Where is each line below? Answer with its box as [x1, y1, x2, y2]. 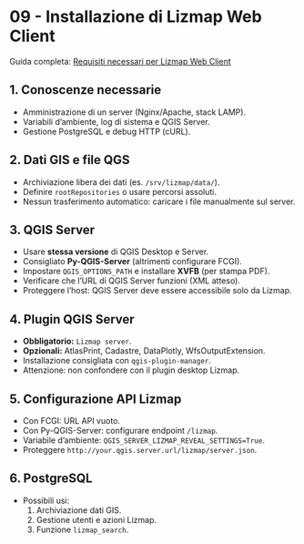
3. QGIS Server [9, 221, 96, 238]
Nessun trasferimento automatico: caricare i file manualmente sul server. [22, 196, 296, 207]
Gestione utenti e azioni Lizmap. [35, 514, 157, 525]
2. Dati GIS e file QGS [9, 152, 130, 168]
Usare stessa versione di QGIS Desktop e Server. [22, 246, 209, 257]
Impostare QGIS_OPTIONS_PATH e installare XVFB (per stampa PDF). [22, 266, 270, 277]
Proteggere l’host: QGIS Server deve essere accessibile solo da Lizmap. [22, 285, 293, 296]
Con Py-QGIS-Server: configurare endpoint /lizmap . [22, 426, 218, 436]
